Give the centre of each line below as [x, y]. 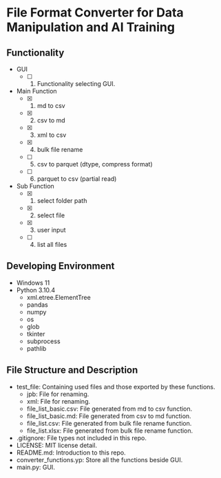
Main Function [36, 91]
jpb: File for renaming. [58, 394]
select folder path [62, 200]
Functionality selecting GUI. [76, 84]
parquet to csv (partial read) [77, 179]
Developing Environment [61, 266]
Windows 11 [33, 283]
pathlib [36, 348]
